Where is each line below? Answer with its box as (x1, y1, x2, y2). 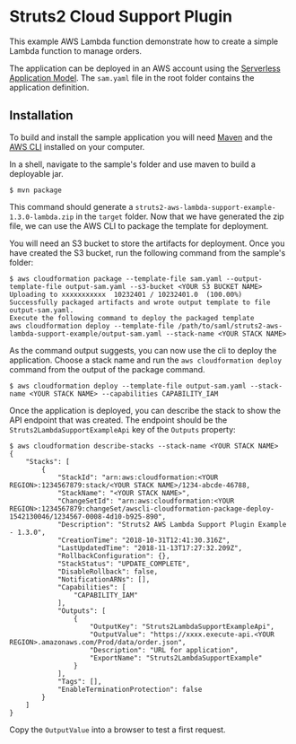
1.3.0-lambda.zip (9, 213, 74, 222)
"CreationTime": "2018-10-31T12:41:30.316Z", (57, 536, 231, 545)
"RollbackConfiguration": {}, (57, 551, 170, 560)
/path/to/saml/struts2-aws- (178, 321, 283, 330)
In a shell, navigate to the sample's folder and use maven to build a (9, 159, 256, 170)
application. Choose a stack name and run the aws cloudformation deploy (9, 354, 283, 365)
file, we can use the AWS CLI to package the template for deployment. (9, 220, 269, 231)
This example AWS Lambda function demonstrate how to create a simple (9, 36, 279, 47)
